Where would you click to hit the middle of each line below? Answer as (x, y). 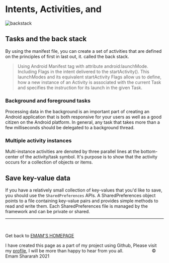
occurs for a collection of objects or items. (49, 162)
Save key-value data (38, 178)
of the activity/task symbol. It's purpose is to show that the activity (89, 157)
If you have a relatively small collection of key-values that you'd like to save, (84, 190)
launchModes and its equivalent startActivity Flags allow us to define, (90, 77)
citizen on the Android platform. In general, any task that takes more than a (82, 122)
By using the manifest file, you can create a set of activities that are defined (83, 51)
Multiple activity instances (38, 140)
